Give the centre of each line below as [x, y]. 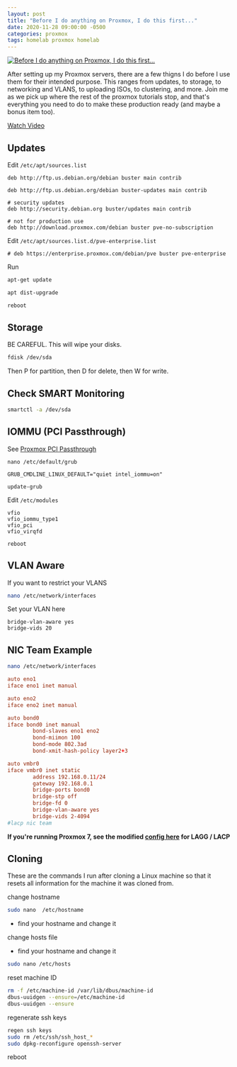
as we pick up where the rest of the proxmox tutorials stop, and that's [109, 97]
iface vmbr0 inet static [44, 770]
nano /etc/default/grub [42, 462]
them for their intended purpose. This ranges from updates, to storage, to [114, 82]
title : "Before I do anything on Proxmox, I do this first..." [103, 21]
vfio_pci [20, 525]
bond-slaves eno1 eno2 [66, 731]
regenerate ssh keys [37, 1017]
